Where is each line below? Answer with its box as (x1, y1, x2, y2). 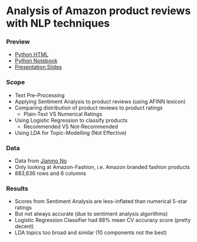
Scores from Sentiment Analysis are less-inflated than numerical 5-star (14, 198, 188, 205)
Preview (6, 38, 30, 46)
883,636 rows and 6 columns (14, 170, 87, 177)
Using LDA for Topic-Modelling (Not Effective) (14, 129, 127, 136)
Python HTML (14, 51, 49, 58)
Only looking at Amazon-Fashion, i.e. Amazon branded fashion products (14, 164, 191, 171)
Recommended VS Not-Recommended (23, 122, 119, 130)
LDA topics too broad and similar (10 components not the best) (14, 229, 167, 236)
